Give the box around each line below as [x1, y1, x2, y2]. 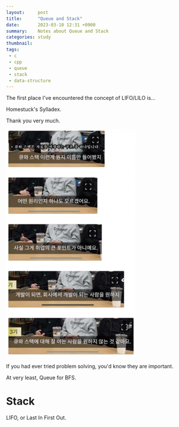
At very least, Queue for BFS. [6, 374, 76, 381]
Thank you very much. [6, 117, 60, 125]
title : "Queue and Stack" [6, 15, 83, 22]
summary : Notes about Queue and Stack [6, 28, 109, 34]
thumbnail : [6, 41, 33, 46]
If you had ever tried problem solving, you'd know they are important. [6, 363, 174, 370]
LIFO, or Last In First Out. [6, 414, 66, 421]
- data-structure [8, 78, 51, 83]
